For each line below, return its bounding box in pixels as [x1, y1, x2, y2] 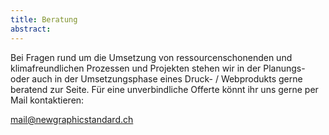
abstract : [10, 24, 52, 34]
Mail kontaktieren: [10, 94, 85, 106]
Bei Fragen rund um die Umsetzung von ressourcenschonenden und [10, 51, 293, 63]
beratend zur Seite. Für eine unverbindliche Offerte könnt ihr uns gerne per [10, 83, 319, 95]
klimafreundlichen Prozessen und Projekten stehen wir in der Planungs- [10, 62, 306, 74]
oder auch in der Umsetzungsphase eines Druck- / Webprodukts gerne [10, 72, 303, 85]
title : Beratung [10, 14, 78, 25]
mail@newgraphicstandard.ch [10, 113, 134, 125]
